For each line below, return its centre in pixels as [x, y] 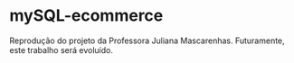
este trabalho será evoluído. [61, 49]
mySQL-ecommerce [86, 16]
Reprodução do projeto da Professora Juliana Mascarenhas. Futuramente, [147, 40]
